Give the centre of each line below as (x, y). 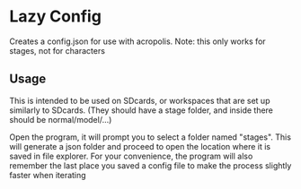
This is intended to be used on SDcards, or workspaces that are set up (140, 100)
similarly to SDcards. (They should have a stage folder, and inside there (142, 110)
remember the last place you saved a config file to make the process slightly (150, 165)
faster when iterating (48, 175)
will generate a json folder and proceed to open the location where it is (140, 146)
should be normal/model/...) (61, 119)
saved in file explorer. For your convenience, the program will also (131, 156)
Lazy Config (55, 17)
